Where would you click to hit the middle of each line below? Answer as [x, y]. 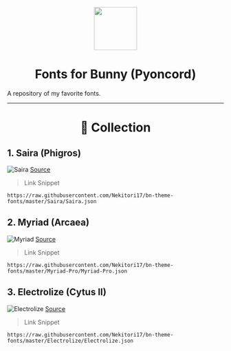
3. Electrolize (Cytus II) [57, 292]
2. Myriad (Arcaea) [48, 223]
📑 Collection [115, 128]
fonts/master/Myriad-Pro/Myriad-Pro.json [67, 271]
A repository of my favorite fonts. [54, 93]
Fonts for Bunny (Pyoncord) [115, 74]
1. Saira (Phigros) [44, 153]
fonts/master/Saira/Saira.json [52, 201]
